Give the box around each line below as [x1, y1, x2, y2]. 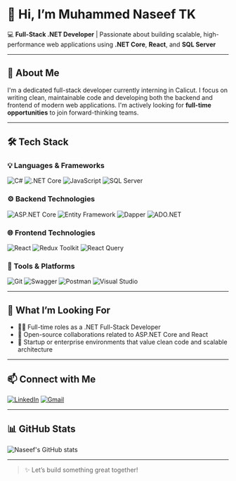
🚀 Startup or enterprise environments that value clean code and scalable [17, 338, 228, 347]
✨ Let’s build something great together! [24, 466, 138, 474]
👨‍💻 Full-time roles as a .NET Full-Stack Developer [17, 323, 161, 331]
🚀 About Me [7, 67, 60, 79]
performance [7, 40, 46, 49]
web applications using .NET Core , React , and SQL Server [46, 40, 216, 49]
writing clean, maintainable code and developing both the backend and [7, 93, 213, 101]
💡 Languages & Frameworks [7, 161, 105, 171]
